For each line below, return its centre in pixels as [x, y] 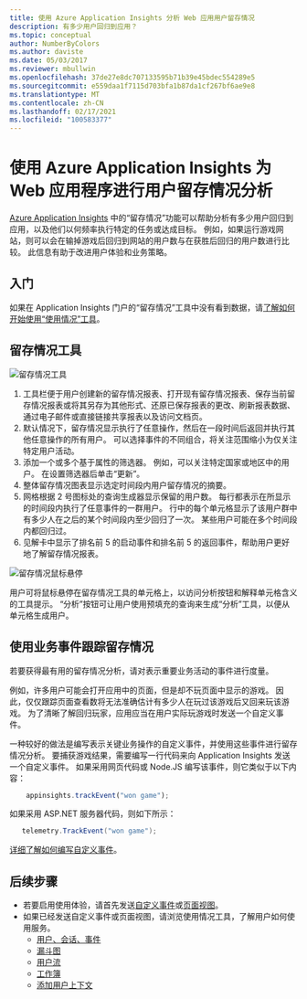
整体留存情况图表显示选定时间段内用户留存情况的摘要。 [127, 484]
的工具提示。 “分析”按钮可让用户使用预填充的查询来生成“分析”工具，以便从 [150, 603]
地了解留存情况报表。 [63, 553]
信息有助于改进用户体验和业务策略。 [103, 252]
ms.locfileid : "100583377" [61, 120]
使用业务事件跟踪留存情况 [81, 647]
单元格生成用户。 [42, 615]
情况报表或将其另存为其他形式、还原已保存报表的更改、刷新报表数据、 [163, 405]
